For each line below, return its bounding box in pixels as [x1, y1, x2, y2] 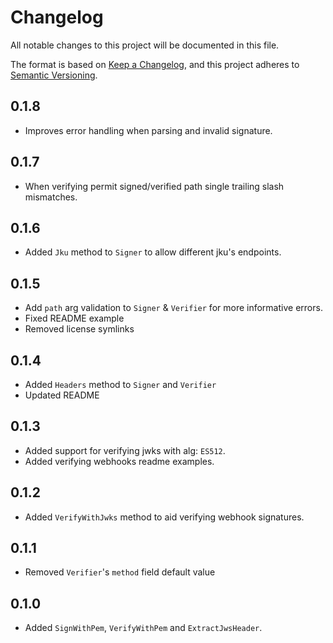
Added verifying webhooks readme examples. [24, 455, 215, 467]
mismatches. [24, 191, 78, 203]
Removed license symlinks [24, 323, 135, 335]
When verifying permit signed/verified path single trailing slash [24, 180, 285, 192]
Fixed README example [24, 312, 125, 325]
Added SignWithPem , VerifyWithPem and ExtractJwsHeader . [24, 622, 263, 634]
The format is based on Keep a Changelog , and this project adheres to [10, 58, 300, 70]
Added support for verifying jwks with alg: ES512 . [24, 444, 226, 456]
